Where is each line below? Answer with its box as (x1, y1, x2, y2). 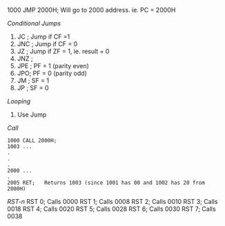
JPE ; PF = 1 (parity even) (17, 62, 90, 70)
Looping (7, 97, 31, 105)
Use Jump (17, 110, 47, 119)
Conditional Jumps (7, 19, 61, 27)
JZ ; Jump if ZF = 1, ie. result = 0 (17, 48, 110, 55)
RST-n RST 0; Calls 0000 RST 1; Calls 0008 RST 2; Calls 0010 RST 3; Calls (7, 198, 218, 205)
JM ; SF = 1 (17, 76, 50, 85)
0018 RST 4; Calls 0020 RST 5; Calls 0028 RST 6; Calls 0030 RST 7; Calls (7, 205, 216, 213)
